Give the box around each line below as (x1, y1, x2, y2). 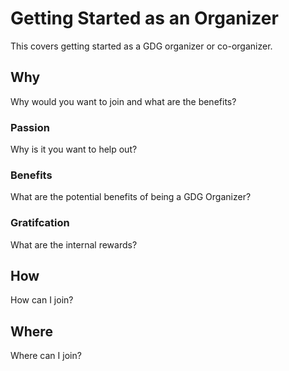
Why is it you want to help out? (10, 143, 138, 156)
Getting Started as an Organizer (10, 7, 279, 30)
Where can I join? (10, 350, 82, 362)
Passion (10, 120, 50, 134)
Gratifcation (10, 216, 70, 230)
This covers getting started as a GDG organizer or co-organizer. (10, 40, 273, 52)
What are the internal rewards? (10, 238, 138, 251)
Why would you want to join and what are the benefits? (10, 95, 237, 107)
